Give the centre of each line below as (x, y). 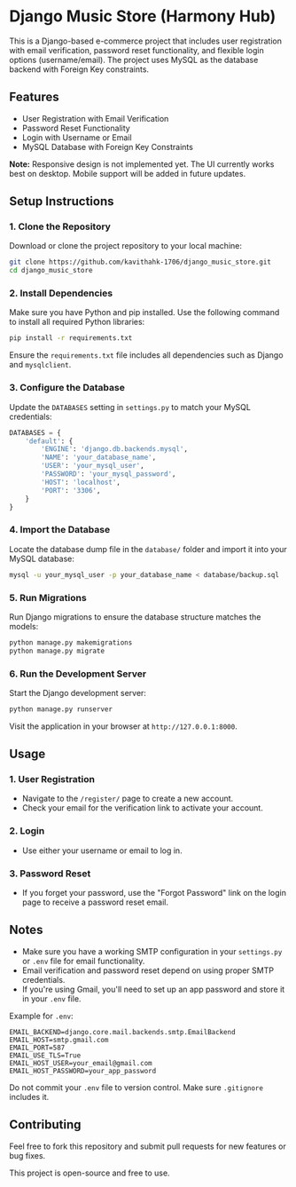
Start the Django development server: (78, 692)
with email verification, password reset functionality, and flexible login (136, 50)
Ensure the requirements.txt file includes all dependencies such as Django (146, 355)
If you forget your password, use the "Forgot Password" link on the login (154, 893)
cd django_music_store (51, 271)
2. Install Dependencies (61, 293)
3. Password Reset (50, 874)
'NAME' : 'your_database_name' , (99, 458)
